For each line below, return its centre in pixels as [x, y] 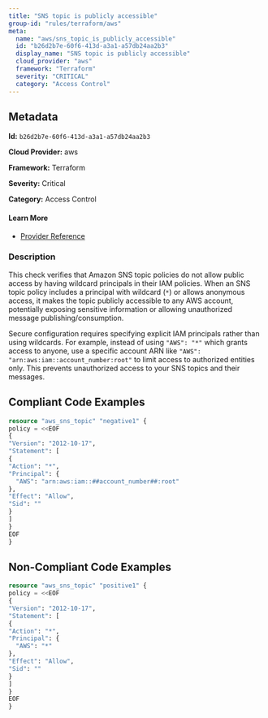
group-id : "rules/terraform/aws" [65, 24]
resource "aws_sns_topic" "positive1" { [78, 586]
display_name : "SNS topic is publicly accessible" [103, 54]
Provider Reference [52, 236]
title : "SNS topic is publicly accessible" [83, 16]
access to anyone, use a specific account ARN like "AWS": [105, 351]
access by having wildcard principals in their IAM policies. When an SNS [130, 283]
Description [32, 257]
